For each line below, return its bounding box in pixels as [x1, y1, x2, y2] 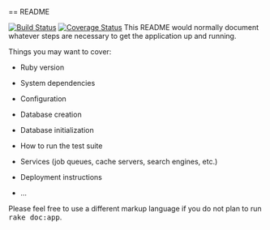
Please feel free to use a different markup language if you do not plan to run [8, 204, 262, 213]
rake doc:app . [8, 212, 62, 222]
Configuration [19, 94, 66, 104]
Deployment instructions [19, 172, 103, 181]
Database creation [19, 109, 83, 119]
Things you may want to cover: [8, 47, 112, 56]
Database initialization [19, 126, 95, 134]
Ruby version [19, 62, 65, 72]
